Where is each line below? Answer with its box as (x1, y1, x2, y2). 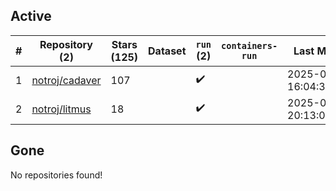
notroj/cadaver (31, 73, 102, 87)
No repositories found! (10, 169, 103, 181)
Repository (39, 37, 93, 51)
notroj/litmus (31, 102, 92, 116)
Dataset (148, 44, 187, 58)
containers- (221, 40, 278, 51)
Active (10, 8, 52, 25)
